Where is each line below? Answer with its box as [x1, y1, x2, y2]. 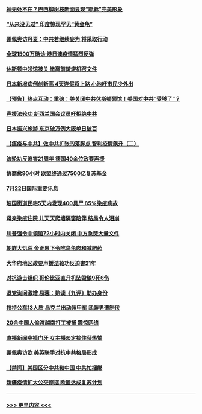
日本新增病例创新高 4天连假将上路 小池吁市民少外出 [6, 80, 134, 88]
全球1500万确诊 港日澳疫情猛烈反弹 [6, 50, 94, 57]
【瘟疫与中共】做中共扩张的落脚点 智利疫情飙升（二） [6, 139, 139, 147]
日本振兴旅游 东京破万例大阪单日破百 [6, 125, 97, 132]
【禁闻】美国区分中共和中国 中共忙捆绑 [6, 364, 103, 371]
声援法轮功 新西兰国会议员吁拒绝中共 [6, 110, 97, 117]
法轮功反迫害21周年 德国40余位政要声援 [6, 154, 105, 162]
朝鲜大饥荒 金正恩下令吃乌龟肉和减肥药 [6, 244, 103, 252]
